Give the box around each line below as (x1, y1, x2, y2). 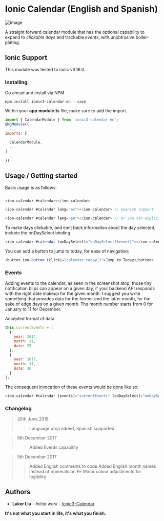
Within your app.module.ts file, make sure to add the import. (5, 108, 128, 114)
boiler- (135, 34, 149, 40)
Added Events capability (29, 444, 79, 450)
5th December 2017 (17, 454, 57, 459)
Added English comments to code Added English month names (29, 463, 156, 469)
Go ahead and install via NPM (5, 90, 64, 96)
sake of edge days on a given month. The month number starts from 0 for (5, 301, 153, 307)
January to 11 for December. (5, 306, 61, 312)
